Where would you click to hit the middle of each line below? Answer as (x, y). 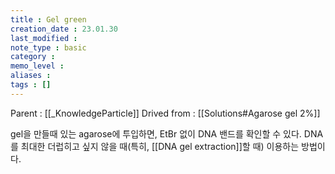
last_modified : (44, 38)
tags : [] (31, 85)
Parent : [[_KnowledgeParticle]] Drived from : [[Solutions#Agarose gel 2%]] (165, 113)
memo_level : (37, 66)
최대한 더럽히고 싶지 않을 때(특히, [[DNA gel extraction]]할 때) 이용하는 (160, 146)
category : (33, 57)
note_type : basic (48, 47)
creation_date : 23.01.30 (64, 29)
